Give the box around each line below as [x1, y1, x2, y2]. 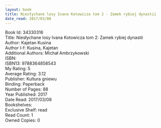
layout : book [5, 7, 32, 12]
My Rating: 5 [5, 66, 31, 72]
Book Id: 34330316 [5, 30, 44, 36]
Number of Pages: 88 [5, 86, 48, 92]
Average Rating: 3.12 [5, 71, 46, 77]
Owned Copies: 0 [5, 117, 41, 123]
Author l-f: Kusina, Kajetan [5, 45, 59, 51]
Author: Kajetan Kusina [5, 40, 51, 46]
